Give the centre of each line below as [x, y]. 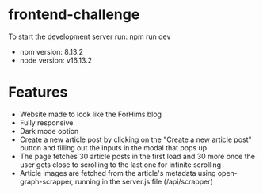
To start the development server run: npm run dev [90, 36]
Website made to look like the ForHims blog [91, 114]
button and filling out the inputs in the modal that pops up [113, 147]
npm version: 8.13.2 [51, 51]
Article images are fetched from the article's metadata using [118, 173]
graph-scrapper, [46, 181]
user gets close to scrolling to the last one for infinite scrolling [120, 165]
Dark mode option [49, 131]
